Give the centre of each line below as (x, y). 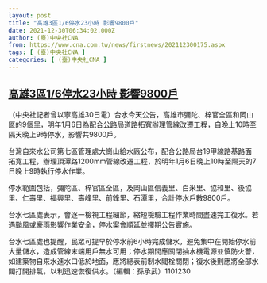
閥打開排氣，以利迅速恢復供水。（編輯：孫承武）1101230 (99, 271)
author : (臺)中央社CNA (43, 38)
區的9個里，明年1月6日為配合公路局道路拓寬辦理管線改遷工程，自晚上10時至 (132, 124)
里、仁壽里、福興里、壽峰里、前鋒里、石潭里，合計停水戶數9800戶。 (122, 197)
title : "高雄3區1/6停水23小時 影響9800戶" (74, 23)
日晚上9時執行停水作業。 (49, 170)
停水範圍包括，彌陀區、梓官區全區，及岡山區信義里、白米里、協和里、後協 (130, 188)
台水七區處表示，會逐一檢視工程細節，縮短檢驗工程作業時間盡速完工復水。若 (133, 214)
